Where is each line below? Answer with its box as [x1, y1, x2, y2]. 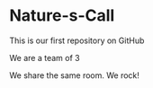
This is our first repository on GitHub [9, 35, 145, 46]
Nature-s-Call [9, 5, 115, 26]
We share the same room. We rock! [9, 69, 139, 81]
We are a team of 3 [9, 52, 80, 63]
